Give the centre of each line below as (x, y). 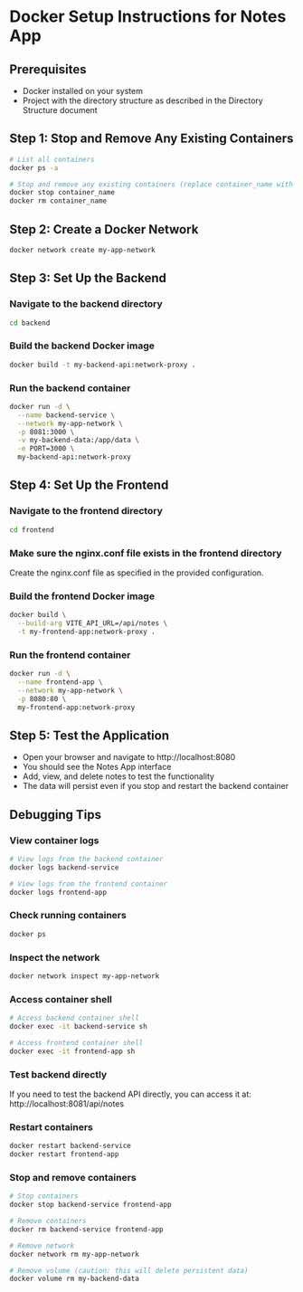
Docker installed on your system (82, 91)
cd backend (30, 323)
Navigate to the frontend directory (86, 511)
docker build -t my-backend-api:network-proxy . (103, 365)
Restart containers (51, 1126)
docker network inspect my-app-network (85, 976)
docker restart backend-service (70, 1146)
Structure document (60, 110)
